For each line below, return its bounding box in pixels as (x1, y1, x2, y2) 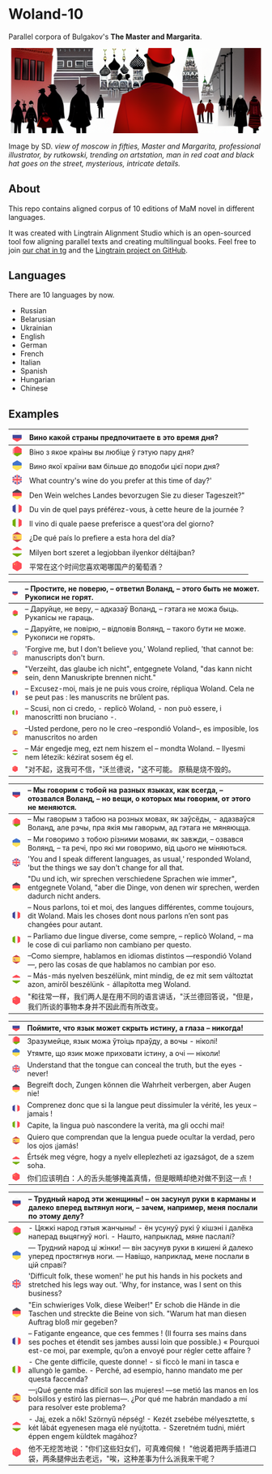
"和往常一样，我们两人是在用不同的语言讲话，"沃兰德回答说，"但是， (27, 992, 257, 1002)
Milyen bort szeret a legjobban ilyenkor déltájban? (29, 547, 196, 557)
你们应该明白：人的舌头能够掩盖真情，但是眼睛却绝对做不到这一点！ (27, 1173, 254, 1183)
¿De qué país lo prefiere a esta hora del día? (29, 533, 176, 543)
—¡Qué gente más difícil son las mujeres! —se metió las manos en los (28, 1386, 259, 1395)
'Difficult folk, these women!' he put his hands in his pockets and (28, 1271, 243, 1281)
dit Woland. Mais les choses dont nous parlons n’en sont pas (27, 911, 229, 921)
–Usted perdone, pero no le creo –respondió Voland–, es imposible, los (24, 723, 259, 733)
